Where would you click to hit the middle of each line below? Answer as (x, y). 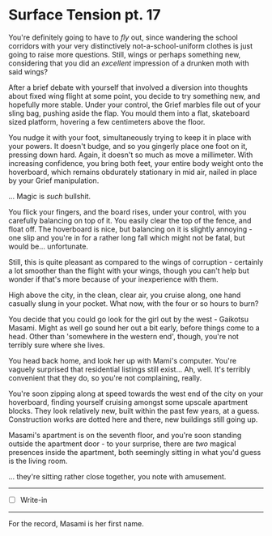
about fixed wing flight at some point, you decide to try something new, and (134, 96)
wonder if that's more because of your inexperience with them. (113, 279)
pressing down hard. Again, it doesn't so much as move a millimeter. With (131, 155)
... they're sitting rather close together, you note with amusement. (117, 476)
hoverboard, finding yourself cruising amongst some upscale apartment (128, 402)
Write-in (34, 500)
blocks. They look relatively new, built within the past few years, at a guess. (134, 411)
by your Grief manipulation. (54, 181)
